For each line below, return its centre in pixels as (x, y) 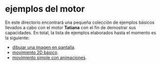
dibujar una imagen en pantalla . (44, 47)
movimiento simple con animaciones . (49, 57)
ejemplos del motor (45, 9)
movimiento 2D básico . (35, 52)
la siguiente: (17, 38)
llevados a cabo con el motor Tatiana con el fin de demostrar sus (70, 27)
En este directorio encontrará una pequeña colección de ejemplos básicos (80, 22)
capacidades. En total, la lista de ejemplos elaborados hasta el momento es (80, 32)
